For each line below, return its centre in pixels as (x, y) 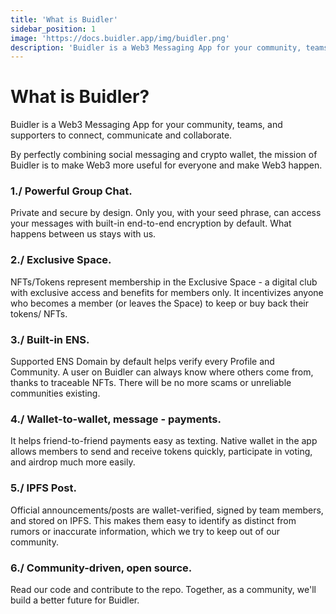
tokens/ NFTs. (39, 313)
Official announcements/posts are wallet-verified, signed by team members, (167, 510)
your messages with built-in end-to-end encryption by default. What (151, 223)
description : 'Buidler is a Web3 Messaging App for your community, (156, 47)
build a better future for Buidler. (75, 600)
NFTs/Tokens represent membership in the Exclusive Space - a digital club (164, 282)
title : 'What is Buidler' (64, 19)
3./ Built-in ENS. (50, 339)
